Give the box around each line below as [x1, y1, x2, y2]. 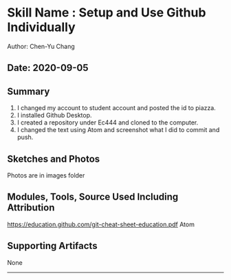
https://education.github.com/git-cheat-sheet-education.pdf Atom [7, 220, 195, 228]
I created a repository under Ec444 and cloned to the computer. [16, 118, 199, 127]
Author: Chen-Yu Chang [7, 42, 76, 50]
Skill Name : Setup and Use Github [7, 5, 206, 21]
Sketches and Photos [7, 153, 100, 164]
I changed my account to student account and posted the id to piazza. [16, 104, 217, 112]
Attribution [7, 202, 55, 214]
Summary [7, 85, 50, 97]
